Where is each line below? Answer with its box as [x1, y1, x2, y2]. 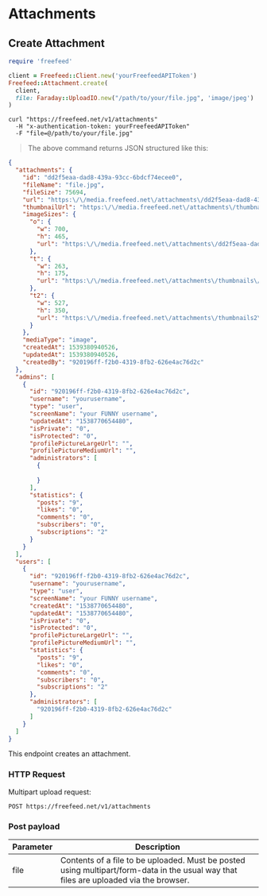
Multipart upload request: [8, 787, 91, 797]
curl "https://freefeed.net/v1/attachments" [8, 116, 158, 124]
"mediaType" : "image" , [22, 336, 98, 344]
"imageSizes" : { [22, 210, 77, 218]
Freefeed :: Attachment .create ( [8, 79, 109, 87]
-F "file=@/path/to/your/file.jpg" [15, 129, 133, 137]
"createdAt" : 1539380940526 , [22, 343, 119, 352]
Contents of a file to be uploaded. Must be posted [60, 855, 246, 866]
